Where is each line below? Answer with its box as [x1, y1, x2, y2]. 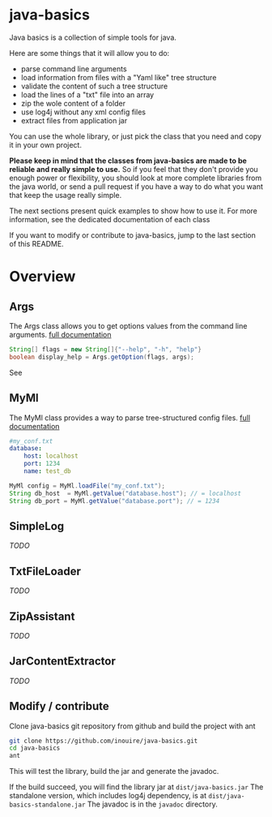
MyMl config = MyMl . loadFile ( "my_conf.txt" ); [9, 481, 165, 490]
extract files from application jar [20, 115, 128, 125]
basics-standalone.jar [9, 801, 86, 809]
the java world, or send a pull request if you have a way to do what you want [9, 181, 264, 191]
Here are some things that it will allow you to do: [9, 48, 170, 58]
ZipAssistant [9, 609, 75, 623]
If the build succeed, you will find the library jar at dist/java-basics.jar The [9, 782, 264, 792]
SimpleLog [9, 519, 65, 533]
